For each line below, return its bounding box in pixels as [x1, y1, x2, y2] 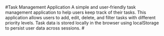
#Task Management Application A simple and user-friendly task [5, 4, 136, 10]
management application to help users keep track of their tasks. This [5, 9, 146, 15]
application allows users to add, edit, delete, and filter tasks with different [5, 15, 156, 20]
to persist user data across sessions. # [5, 25, 85, 31]
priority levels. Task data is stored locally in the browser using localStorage [5, 20, 160, 26]
